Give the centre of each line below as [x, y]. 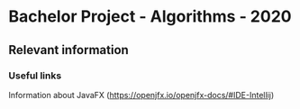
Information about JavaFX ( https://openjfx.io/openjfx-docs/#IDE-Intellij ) [141, 95]
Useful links [35, 76]
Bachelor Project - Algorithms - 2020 [150, 17]
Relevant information [69, 50]
